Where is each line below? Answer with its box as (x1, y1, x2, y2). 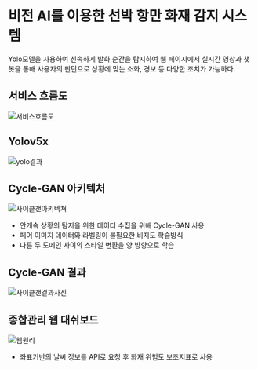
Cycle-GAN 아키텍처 (8, 181, 106, 195)
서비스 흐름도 (8, 90, 68, 103)
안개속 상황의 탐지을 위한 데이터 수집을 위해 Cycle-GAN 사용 (19, 221, 205, 230)
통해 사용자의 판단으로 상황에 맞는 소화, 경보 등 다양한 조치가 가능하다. (22, 64, 236, 73)
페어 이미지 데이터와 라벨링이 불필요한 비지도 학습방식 (19, 231, 184, 240)
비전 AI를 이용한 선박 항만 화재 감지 (8, 7, 220, 25)
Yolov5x (8, 135, 49, 148)
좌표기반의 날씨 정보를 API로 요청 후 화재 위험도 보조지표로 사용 (19, 353, 213, 361)
